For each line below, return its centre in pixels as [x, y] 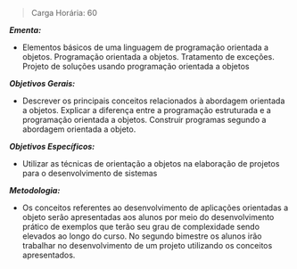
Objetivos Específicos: [52, 147]
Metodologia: [35, 190]
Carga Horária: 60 [64, 13]
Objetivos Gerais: [42, 83]
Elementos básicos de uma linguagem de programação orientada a [145, 47]
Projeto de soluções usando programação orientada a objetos [136, 66]
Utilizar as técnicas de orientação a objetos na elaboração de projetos [151, 163]
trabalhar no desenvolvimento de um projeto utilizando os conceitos [147, 245]
